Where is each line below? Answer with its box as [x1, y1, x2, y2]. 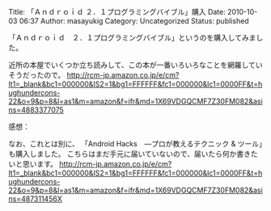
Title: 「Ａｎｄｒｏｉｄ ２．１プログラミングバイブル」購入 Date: [8, 7, 227, 16]
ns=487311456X [8, 194, 62, 204]
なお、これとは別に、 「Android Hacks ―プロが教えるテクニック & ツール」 [8, 139, 263, 148]
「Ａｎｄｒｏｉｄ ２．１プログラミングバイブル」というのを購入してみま [8, 33, 256, 42]
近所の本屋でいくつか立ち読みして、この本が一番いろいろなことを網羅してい [8, 60, 263, 70]
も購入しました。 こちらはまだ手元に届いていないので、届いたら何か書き [8, 149, 251, 158]
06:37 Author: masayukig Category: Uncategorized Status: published [19, 16, 249, 26]
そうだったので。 [8, 70, 66, 79]
